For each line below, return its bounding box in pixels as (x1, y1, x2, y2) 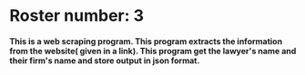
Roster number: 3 (9, 5, 144, 26)
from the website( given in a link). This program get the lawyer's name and (9, 45, 297, 56)
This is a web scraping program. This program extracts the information (9, 35, 283, 46)
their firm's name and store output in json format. (9, 55, 200, 66)
